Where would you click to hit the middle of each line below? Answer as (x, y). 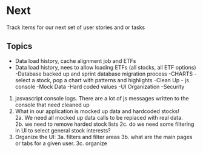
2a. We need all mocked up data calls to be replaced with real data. (99, 117)
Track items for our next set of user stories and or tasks (76, 27)
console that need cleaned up (52, 105)
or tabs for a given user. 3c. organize (61, 143)
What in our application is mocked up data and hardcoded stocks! (97, 111)
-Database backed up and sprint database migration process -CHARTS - (106, 74)
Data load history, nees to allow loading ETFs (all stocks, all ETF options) (105, 67)
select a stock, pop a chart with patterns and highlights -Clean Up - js (102, 80)
